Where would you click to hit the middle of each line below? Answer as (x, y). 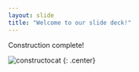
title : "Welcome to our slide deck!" (70, 23)
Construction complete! (46, 45)
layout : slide (31, 15)
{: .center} (79, 60)
